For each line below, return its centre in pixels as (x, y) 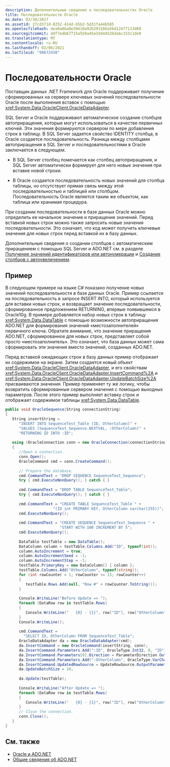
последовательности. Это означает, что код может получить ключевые (83, 228)
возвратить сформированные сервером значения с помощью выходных (84, 390)
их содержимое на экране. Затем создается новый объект (69, 362)
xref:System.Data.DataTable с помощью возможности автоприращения (82, 320)
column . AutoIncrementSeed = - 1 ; (53, 556)
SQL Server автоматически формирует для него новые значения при (87, 165)
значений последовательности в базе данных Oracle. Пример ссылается (84, 293)
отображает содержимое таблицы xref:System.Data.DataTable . (73, 400)
